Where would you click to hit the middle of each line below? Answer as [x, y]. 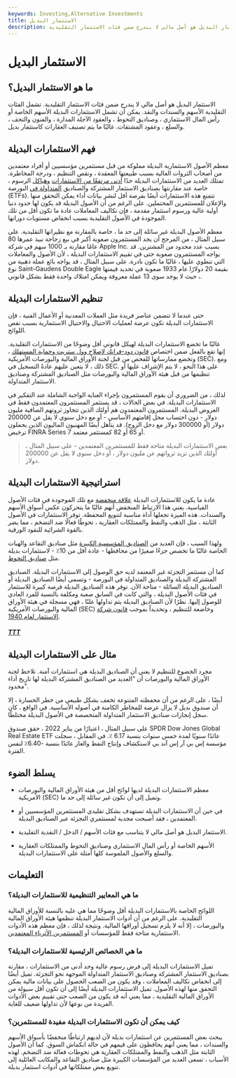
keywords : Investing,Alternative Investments [75, 14]
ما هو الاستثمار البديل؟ [50, 87]
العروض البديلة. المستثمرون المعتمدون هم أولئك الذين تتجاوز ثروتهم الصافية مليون [114, 409]
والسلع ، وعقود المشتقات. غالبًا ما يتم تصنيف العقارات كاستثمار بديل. [96, 126]
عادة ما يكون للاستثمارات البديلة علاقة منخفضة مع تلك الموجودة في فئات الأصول [112, 499]
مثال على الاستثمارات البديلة [62, 654]
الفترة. [16, 751]
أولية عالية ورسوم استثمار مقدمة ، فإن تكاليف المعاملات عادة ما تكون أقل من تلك [113, 211]
